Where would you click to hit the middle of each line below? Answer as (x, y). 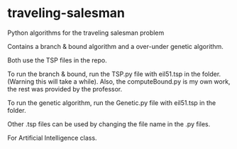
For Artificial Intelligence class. (52, 138)
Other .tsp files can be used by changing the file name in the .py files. (109, 124)
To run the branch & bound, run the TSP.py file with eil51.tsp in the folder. (114, 74)
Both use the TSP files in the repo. (57, 60)
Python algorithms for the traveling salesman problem (86, 33)
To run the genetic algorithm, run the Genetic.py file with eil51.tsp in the (112, 103)
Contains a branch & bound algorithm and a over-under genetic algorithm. (115, 46)
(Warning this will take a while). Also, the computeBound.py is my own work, (119, 81)
